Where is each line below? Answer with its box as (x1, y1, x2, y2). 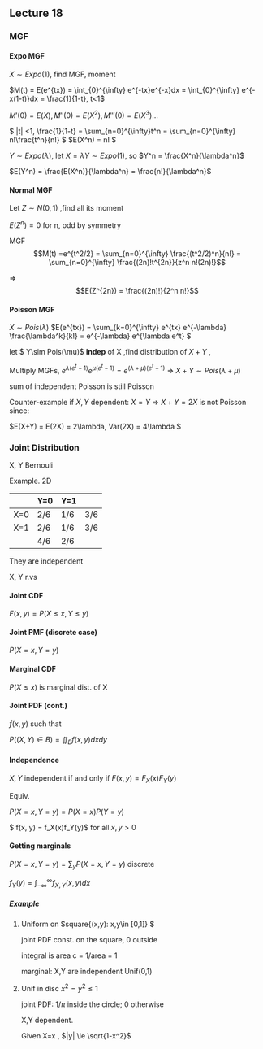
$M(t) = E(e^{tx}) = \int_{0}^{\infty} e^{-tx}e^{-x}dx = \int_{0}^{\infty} (9, 85, 240, 94)
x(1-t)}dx (9, 94, 39, 103)
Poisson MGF (9, 304, 55, 314)
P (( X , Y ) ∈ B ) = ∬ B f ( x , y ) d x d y (9, 734, 108, 746)
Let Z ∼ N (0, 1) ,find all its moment (9, 203, 124, 213)
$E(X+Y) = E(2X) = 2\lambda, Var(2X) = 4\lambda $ (9, 421, 182, 431)
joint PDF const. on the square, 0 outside (20, 935, 157, 945)
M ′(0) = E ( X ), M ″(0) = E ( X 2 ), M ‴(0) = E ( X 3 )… (9, 109, 159, 120)
